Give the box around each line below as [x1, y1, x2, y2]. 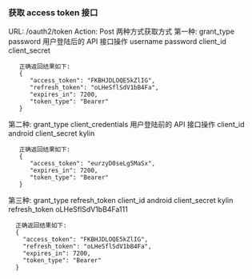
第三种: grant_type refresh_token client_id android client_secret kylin [8, 196, 234, 205]
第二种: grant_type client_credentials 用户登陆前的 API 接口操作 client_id [8, 120, 246, 130]
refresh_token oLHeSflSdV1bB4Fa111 [8, 205, 128, 214]
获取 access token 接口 [8, 6, 98, 18]
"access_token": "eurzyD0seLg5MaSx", [29, 160, 156, 168]
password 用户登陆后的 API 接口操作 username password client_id [8, 37, 226, 46]
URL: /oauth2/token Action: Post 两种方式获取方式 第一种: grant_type [8, 26, 234, 37]
